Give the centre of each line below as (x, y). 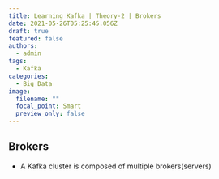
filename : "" (38, 99)
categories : (28, 76)
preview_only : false (50, 114)
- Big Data (34, 83)
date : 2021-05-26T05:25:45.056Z (63, 23)
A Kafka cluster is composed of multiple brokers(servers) (116, 166)
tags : (17, 62)
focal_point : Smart (49, 106)
